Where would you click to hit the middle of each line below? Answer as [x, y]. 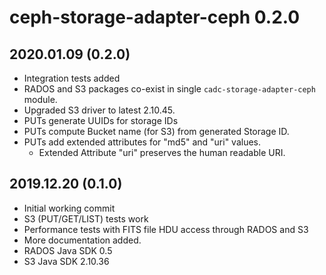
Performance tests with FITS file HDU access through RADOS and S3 [166, 229]
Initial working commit [69, 208]
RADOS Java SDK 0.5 [68, 250]
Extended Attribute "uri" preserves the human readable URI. [162, 152]
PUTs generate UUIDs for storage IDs [101, 120]
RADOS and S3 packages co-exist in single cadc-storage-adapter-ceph [169, 89]
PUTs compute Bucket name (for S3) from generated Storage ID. [156, 131]
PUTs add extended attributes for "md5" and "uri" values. [142, 142]
